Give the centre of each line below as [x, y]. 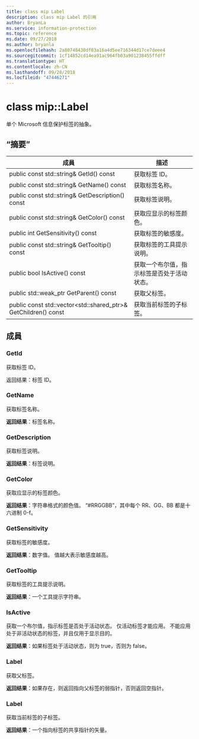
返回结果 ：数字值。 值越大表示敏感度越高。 [59, 555]
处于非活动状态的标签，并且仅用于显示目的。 [61, 634]
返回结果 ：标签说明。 [32, 464]
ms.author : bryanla [30, 45]
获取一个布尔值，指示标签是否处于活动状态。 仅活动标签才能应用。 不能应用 [98, 626]
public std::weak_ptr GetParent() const [63, 293]
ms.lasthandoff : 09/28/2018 [41, 72]
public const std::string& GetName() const [68, 185]
